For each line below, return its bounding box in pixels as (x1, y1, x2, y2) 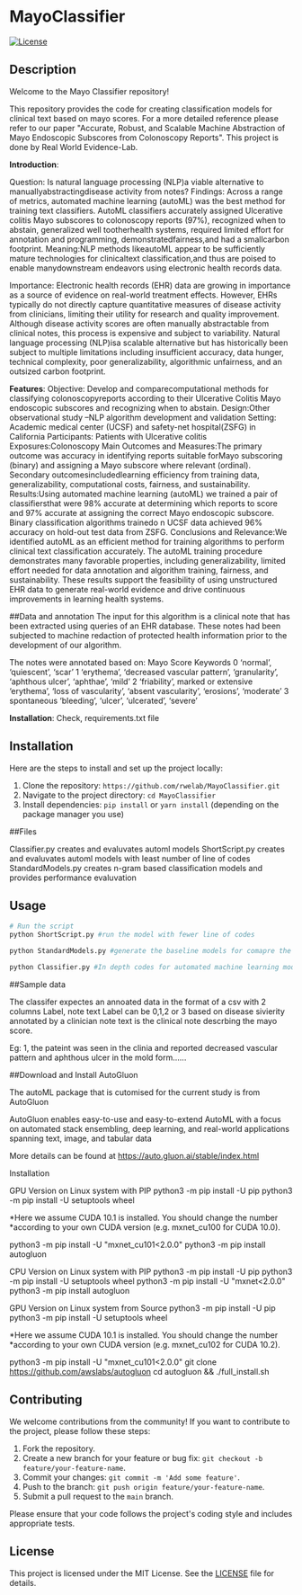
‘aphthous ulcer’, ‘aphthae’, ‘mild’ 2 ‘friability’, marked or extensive (9, 676, 253, 687)
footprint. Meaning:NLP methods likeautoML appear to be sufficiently (9, 243, 265, 254)
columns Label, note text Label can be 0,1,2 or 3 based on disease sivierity (9, 1005, 286, 1017)
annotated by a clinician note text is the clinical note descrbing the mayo (9, 1015, 278, 1026)
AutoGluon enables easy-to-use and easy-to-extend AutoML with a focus (9, 1113, 281, 1125)
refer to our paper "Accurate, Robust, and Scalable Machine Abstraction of (9, 122, 286, 133)
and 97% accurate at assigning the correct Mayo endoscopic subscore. (9, 507, 275, 518)
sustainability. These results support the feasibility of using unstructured (9, 574, 278, 585)
